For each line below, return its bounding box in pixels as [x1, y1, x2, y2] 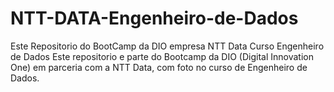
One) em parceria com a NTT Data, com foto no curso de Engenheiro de [10, 61, 308, 73]
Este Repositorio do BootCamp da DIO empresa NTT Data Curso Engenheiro [10, 40, 325, 52]
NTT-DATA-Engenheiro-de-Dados [10, 7, 299, 30]
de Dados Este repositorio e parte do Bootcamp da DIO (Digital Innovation [10, 50, 314, 62]
